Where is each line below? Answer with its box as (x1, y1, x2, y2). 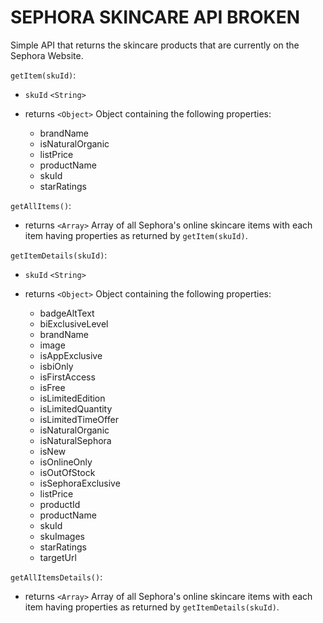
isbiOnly (39, 360, 74, 372)
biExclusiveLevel (39, 317, 109, 330)
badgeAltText (39, 307, 95, 319)
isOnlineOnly (39, 456, 93, 468)
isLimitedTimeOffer (39, 413, 119, 425)
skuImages (39, 530, 85, 542)
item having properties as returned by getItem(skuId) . (24, 229, 248, 241)
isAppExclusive (39, 349, 103, 361)
